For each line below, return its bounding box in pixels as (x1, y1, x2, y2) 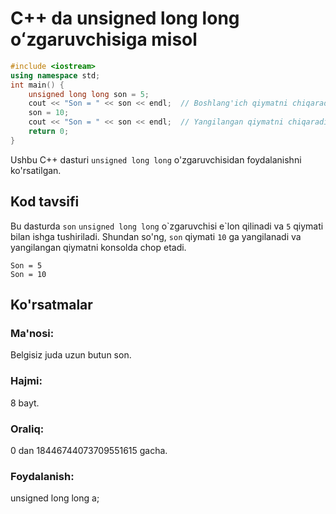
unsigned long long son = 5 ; (28, 89, 150, 99)
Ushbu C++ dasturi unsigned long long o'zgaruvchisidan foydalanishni (10, 153, 302, 166)
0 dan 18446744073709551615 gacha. (10, 444, 168, 456)
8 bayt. (10, 397, 40, 409)
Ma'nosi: (10, 326, 55, 340)
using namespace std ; (10, 70, 101, 81)
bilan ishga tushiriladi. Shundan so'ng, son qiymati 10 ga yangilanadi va (10, 230, 302, 242)
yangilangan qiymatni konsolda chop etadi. (10, 241, 187, 253)
